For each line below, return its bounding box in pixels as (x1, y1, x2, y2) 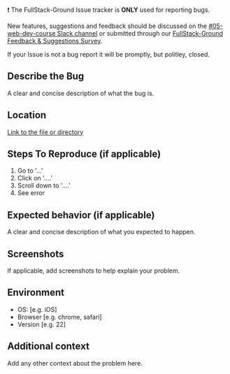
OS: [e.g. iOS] (17, 305, 57, 313)
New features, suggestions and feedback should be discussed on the (7, 22, 208, 30)
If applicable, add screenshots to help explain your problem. (7, 266, 180, 275)
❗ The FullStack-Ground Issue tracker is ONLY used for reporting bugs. (7, 6, 210, 14)
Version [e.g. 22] (17, 320, 66, 329)
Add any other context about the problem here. (7, 359, 143, 367)
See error (17, 189, 45, 197)
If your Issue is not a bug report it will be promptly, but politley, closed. (7, 50, 210, 58)
